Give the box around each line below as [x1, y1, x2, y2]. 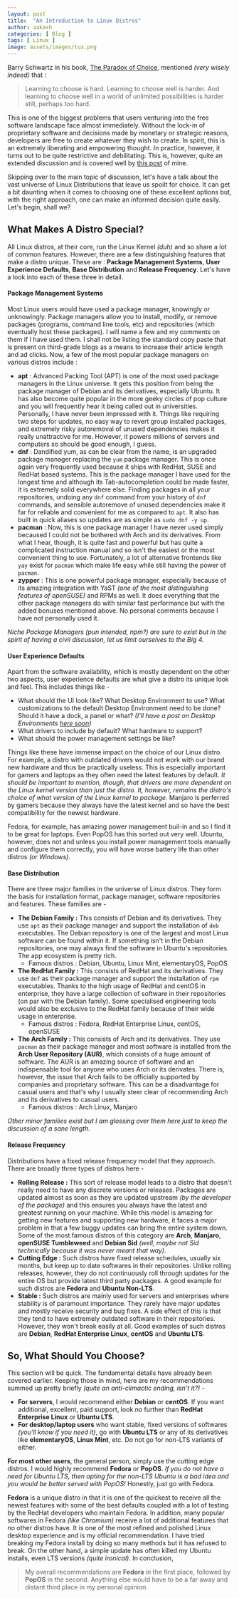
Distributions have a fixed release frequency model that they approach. [7, 1156, 216, 1165]
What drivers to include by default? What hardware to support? [17, 727, 203, 735]
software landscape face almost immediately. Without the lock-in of [7, 121, 206, 129]
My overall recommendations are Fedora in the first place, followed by [24, 1568, 231, 1577]
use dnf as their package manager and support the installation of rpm [17, 974, 219, 983]
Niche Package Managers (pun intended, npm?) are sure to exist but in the [7, 628, 227, 636]
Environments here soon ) [17, 719, 92, 727]
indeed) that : [7, 71, 47, 79]
